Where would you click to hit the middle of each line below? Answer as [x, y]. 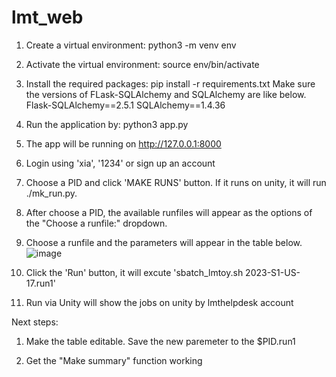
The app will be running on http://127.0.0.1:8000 [123, 143]
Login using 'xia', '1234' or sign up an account [120, 163]
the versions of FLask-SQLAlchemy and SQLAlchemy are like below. [166, 94]
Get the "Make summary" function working [114, 360]
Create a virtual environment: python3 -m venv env [131, 45]
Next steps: [35, 322]
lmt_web [47, 17]
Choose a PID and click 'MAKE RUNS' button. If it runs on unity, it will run [176, 182]
